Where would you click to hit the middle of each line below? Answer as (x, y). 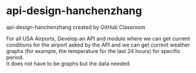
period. (15, 57)
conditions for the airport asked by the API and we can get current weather (98, 45)
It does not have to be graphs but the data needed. (69, 64)
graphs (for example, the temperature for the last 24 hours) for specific (93, 51)
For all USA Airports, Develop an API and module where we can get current (98, 38)
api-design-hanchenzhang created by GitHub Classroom (76, 27)
